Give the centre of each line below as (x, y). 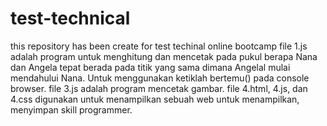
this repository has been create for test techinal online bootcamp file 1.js (159, 46)
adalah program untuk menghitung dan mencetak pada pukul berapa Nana (164, 56)
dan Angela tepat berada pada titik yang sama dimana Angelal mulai (150, 67)
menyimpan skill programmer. (71, 109)
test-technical (70, 18)
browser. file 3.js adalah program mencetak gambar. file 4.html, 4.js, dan (159, 88)
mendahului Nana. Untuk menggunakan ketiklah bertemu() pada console (160, 78)
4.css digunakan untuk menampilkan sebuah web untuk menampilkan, (155, 99)
